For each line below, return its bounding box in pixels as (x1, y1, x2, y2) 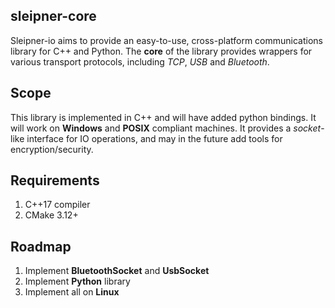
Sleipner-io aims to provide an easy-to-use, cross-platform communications (10, 34, 323, 46)
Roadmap (10, 238, 72, 255)
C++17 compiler (24, 199, 91, 211)
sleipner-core (10, 8, 97, 25)
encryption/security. (10, 143, 94, 155)
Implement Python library (24, 275, 131, 288)
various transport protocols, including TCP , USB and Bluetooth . (10, 55, 270, 68)
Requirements (10, 172, 100, 189)
